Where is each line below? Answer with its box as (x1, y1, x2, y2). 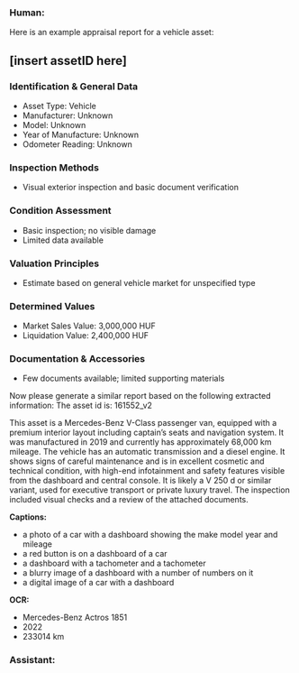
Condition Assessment (9, 205, 112, 217)
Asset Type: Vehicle (22, 100, 96, 111)
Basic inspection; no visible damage (22, 225, 157, 235)
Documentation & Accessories (9, 353, 146, 365)
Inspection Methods (9, 161, 99, 173)
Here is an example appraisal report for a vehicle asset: (9, 27, 214, 38)
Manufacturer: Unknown (22, 110, 113, 121)
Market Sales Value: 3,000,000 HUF (22, 320, 156, 331)
